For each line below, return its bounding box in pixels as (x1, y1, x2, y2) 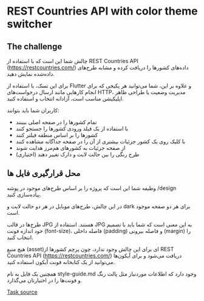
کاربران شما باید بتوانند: (7, 107, 59, 113)
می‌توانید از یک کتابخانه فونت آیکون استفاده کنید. (7, 258, 115, 265)
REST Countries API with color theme (7, 4, 198, 18)
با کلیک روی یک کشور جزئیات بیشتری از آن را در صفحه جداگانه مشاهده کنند (15, 138, 186, 145)
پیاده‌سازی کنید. (7, 191, 42, 198)
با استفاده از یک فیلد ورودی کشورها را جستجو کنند (15, 125, 129, 132)
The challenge (7, 41, 63, 52)
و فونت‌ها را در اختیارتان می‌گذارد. (7, 276, 83, 283)
